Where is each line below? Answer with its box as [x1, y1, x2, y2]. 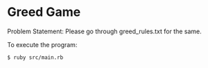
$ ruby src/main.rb [7, 53, 64, 61]
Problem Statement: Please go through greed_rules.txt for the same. [7, 27, 202, 35]
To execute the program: [7, 40, 78, 49]
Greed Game [7, 4, 81, 20]
